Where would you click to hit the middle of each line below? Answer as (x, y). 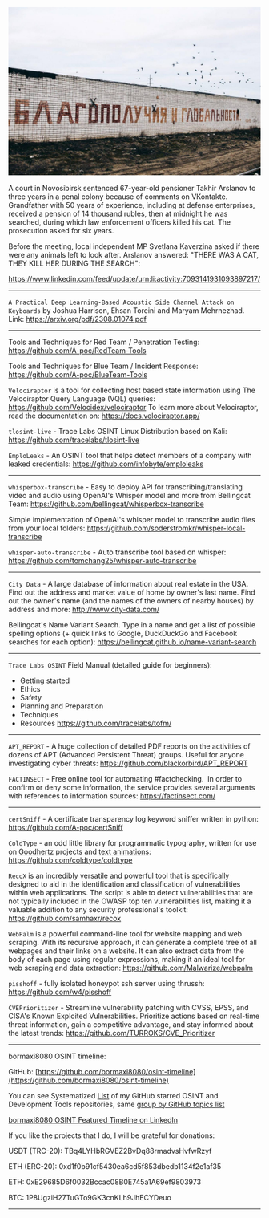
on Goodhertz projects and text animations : (80, 851)
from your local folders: (47, 528)
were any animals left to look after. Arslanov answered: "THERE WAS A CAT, (133, 254)
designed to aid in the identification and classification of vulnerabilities (124, 884)
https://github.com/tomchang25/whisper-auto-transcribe (102, 560)
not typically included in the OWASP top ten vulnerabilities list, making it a (130, 901)
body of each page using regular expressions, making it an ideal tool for (127, 959)
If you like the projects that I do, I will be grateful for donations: (112, 1135)
